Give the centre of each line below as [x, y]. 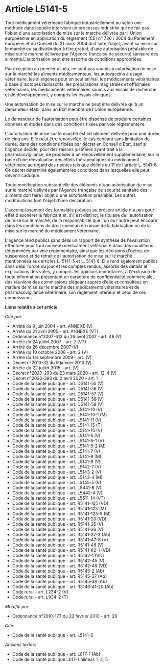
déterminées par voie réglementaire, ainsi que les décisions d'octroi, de [77, 251]
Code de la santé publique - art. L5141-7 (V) [56, 451]
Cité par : [14, 316]
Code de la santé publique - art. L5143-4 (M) [57, 477]
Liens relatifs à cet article [31, 307]
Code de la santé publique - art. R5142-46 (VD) [60, 565]
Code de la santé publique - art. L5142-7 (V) [57, 466]
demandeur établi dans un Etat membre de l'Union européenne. [69, 109]
